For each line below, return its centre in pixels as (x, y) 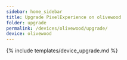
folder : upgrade (26, 23)
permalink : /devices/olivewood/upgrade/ (57, 28)
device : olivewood (29, 34)
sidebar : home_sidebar (34, 12)
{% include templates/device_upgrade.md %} (62, 50)
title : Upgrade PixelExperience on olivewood (63, 17)
